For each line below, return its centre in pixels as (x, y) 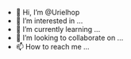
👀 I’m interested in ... (49, 21)
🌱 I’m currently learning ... (58, 29)
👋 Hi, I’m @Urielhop (48, 12)
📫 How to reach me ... (52, 47)
